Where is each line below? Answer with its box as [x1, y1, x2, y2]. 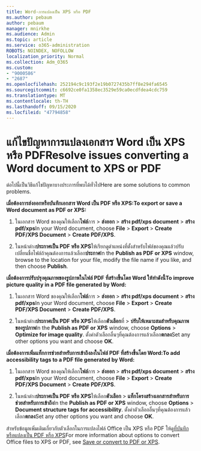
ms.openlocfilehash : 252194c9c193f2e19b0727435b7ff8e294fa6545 [6, 82, 168, 88]
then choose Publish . [14, 262, 68, 270]
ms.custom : [6, 64, 34, 71]
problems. [6, 188, 31, 195]
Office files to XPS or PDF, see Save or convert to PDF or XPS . [6, 438, 160, 446]
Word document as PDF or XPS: [6, 207, 87, 214]
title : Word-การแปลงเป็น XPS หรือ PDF [6, 8, 91, 15]
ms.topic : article [6, 37, 52, 43]
